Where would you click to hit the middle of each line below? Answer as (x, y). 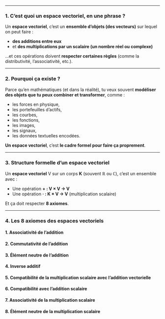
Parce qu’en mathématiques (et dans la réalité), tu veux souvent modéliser (81, 90)
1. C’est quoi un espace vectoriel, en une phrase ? (65, 16)
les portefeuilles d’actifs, (37, 109)
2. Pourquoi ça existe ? (33, 79)
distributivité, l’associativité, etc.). (39, 62)
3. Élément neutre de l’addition (37, 255)
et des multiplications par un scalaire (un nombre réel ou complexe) (82, 47)
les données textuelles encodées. (46, 135)
